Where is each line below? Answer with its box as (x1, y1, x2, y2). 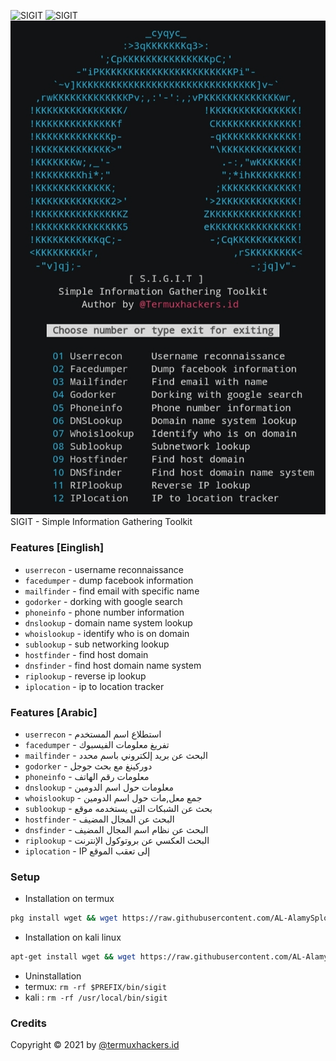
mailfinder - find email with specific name (24, 585, 200, 597)
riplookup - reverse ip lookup (24, 670, 147, 682)
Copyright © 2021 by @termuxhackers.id (10, 1039, 180, 1051)
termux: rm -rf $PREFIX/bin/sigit (24, 980, 167, 992)
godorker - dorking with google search (24, 595, 183, 607)
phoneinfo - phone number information (24, 606, 185, 618)
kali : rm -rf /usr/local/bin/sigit (24, 991, 168, 1003)
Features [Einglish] (10, 541, 105, 555)
